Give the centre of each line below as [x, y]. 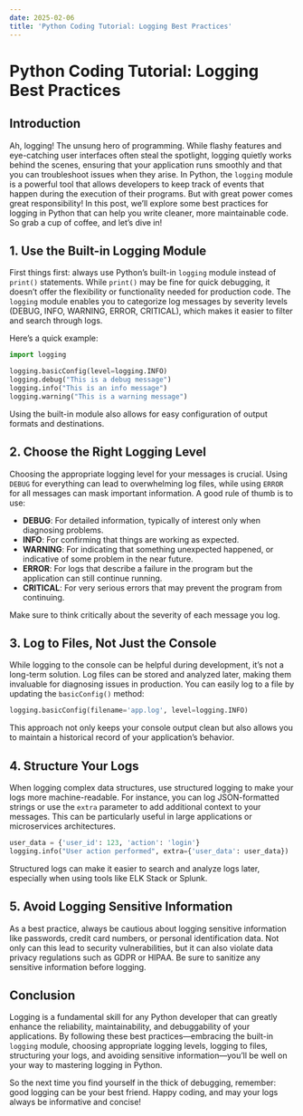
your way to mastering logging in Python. [86, 1065]
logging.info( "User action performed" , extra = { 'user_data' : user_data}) [149, 851]
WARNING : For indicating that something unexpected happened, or [148, 549]
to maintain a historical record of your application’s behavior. [122, 737]
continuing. [43, 597]
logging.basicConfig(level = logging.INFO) [89, 371]
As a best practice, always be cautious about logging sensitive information [148, 928]
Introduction [45, 124]
